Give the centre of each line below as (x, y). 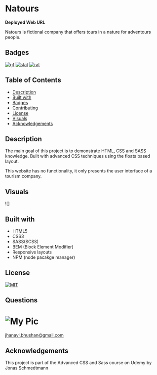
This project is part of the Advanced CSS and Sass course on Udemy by (78, 362)
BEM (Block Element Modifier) (43, 247)
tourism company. (23, 176)
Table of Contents (33, 80)
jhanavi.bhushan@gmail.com (35, 335)
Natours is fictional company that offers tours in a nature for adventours (78, 32)
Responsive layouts (32, 252)
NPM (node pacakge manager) (44, 257)
